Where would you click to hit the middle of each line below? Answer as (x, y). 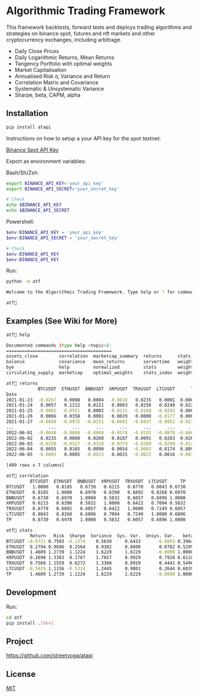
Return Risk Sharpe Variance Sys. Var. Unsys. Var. (103, 536)
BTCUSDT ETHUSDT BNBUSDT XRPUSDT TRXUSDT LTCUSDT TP (108, 481)
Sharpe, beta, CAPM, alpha (47, 95)
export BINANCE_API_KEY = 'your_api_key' (55, 183)
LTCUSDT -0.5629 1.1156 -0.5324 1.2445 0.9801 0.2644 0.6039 (100, 569)
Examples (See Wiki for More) (62, 321)
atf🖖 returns (22, 383)
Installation (27, 113)
